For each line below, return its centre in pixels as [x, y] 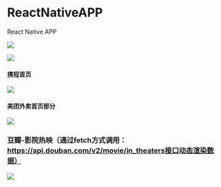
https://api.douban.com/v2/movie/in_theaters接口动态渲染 [107, 151]
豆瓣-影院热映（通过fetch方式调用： [67, 140]
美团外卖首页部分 [31, 106]
